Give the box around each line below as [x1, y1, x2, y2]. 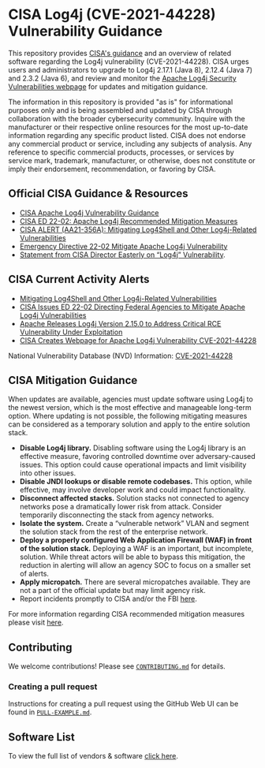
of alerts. [19, 569, 50, 579]
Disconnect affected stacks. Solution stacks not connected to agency [19, 494, 250, 503]
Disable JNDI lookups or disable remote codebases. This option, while [19, 477, 252, 487]
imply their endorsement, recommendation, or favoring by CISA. [8, 164, 216, 173]
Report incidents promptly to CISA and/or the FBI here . [19, 594, 197, 604]
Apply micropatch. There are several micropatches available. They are [19, 577, 251, 587]
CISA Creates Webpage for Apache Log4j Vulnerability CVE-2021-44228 [19, 335, 257, 345]
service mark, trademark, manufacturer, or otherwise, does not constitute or [8, 155, 256, 165]
